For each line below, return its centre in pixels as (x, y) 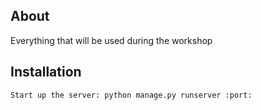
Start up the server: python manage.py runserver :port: (131, 95)
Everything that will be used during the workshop (111, 40)
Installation (46, 72)
